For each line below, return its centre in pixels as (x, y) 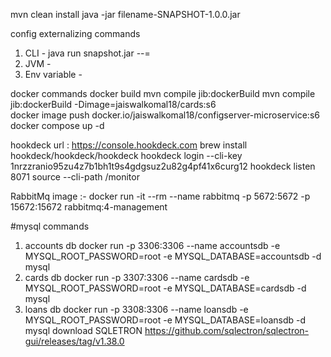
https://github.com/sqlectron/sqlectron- (227, 330)
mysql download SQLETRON (83, 330)
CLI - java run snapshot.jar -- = (87, 53)
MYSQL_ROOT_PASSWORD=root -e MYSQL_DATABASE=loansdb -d (165, 320)
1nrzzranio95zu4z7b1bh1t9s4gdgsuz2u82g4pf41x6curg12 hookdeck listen (163, 166)
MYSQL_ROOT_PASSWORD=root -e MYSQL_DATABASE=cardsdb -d (165, 288)
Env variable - (53, 74)
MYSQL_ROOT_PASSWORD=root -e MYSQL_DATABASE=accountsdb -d (173, 256)
